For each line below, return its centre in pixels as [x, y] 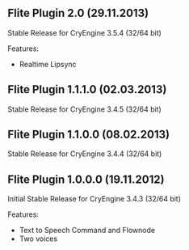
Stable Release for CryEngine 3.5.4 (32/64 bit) [85, 32]
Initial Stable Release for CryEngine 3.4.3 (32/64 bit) [94, 199]
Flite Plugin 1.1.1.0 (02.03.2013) [87, 89]
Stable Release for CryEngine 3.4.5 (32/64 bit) [85, 109]
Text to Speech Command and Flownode [87, 231]
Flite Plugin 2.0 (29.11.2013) [78, 13]
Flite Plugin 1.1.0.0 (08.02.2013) [89, 135]
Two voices [38, 239]
